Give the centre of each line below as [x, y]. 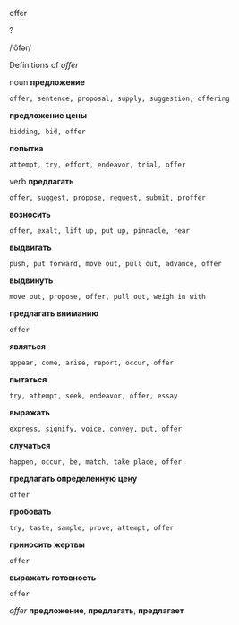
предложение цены [48, 115]
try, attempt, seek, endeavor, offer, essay [94, 396]
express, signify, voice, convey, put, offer [95, 429]
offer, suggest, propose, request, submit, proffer [107, 198]
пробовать [30, 511]
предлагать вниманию [54, 313]
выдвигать [30, 247]
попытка [26, 148]
